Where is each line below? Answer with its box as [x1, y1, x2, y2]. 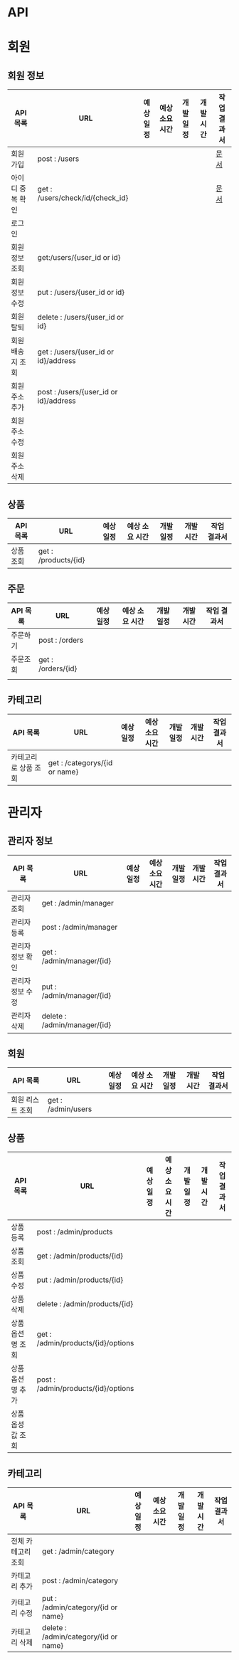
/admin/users [47, 1104, 92, 1114]
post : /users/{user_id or [37, 387, 118, 397]
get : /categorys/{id [48, 757, 113, 767]
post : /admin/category [41, 1576, 119, 1586]
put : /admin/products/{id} [36, 1275, 124, 1285]
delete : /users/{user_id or [37, 312, 124, 322]
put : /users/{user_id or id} [37, 288, 125, 298]
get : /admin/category [41, 1546, 115, 1556]
